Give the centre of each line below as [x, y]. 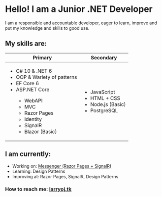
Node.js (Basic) [108, 104]
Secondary [104, 57]
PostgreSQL [104, 110]
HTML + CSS [105, 98]
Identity [33, 119]
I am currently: [28, 154]
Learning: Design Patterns [39, 171]
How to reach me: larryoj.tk [38, 189]
